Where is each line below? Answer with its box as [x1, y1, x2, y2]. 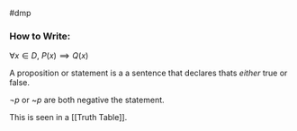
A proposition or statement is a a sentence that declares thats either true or [9, 67, 288, 79]
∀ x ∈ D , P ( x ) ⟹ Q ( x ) [9, 50, 89, 61]
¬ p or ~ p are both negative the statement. [9, 94, 165, 106]
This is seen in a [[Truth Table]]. [9, 112, 128, 123]
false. [9, 77, 30, 88]
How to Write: [9, 30, 71, 42]
